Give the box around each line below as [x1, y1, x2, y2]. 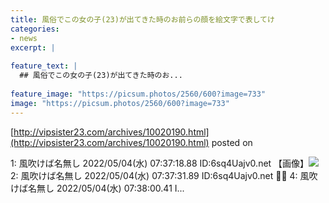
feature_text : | [10, 61, 78, 71]
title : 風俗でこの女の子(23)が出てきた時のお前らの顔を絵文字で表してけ [10, 14, 275, 25]
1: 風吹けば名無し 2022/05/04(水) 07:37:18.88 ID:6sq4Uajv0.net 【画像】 [10, 157, 310, 169]
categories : [10, 24, 60, 34]
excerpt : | [10, 42, 56, 53]
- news [10, 33, 38, 43]
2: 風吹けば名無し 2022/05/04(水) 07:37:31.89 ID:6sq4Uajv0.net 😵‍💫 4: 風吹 [10, 169, 318, 181]
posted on [211, 136, 253, 148]
